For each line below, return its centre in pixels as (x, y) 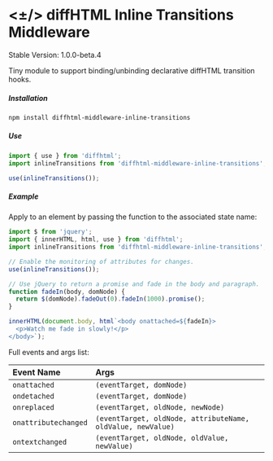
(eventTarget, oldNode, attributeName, (173, 418)
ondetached (33, 396)
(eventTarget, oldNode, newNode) (160, 407)
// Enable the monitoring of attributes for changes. (102, 261)
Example (24, 196)
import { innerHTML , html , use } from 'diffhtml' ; (96, 239)
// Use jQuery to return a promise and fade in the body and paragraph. (134, 284)
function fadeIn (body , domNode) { (67, 292)
